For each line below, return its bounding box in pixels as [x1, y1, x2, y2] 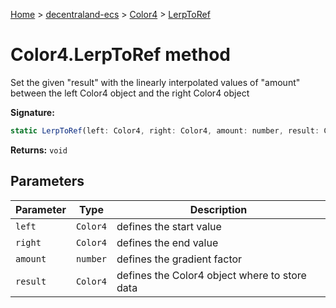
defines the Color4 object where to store [116, 268, 307, 282]
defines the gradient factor [116, 252, 243, 266]
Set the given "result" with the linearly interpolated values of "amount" [10, 76, 301, 88]
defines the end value [116, 235, 219, 249]
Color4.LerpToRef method [10, 44, 231, 66]
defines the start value [116, 219, 222, 233]
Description [189, 202, 248, 216]
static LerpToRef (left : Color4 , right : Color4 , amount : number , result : [10, 125, 320, 136]
